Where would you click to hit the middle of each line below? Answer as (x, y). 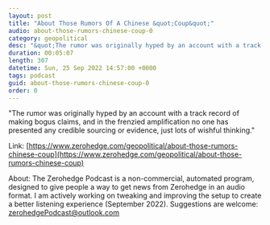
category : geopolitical (48, 38)
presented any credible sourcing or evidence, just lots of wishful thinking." (132, 130)
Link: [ (19, 146)
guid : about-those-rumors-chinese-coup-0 (79, 83)
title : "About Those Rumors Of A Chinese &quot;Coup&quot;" (112, 23)
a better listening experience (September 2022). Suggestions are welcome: (133, 204)
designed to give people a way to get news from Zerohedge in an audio (127, 187)
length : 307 (28, 61)
